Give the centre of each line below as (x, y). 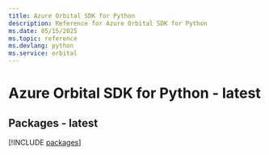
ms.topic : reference (43, 38)
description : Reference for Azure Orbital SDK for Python (108, 23)
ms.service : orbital (43, 53)
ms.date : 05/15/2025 (43, 31)
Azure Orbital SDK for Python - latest (134, 93)
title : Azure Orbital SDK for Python (72, 16)
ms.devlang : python (41, 46)
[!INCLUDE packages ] (45, 142)
